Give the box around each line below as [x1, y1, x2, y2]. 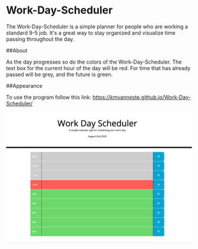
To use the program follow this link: [6, 94, 91, 101]
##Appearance [6, 82, 43, 89]
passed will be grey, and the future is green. [6, 71, 113, 78]
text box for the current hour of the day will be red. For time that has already [6, 64, 191, 71]
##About [6, 47, 28, 54]
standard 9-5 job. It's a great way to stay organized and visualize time [6, 29, 176, 36]
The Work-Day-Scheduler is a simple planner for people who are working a [6, 23, 189, 30]
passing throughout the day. [6, 35, 75, 42]
